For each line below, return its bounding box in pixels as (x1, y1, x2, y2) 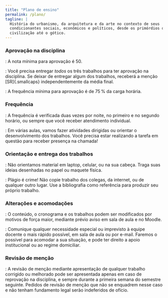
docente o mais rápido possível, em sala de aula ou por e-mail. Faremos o (5, 231, 157, 237)
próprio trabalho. (5, 187, 40, 193)
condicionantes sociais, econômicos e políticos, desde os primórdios (9, 26, 160, 31)
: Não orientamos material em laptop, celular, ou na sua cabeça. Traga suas (5, 161, 161, 167)
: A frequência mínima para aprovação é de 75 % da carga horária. (5, 88, 142, 94)
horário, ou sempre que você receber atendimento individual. (5, 117, 131, 123)
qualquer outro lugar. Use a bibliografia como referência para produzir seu (5, 182, 158, 188)
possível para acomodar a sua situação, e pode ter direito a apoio (5, 237, 140, 243)
